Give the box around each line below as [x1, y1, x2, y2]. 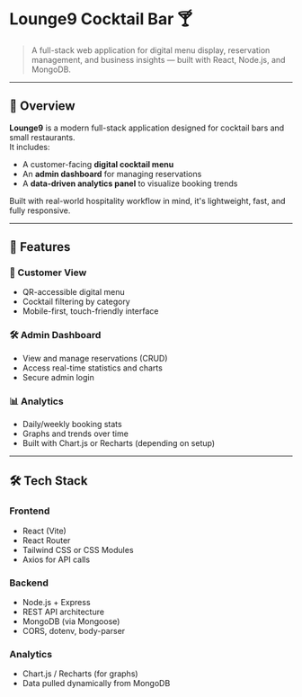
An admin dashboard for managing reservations [22, 168, 202, 179]
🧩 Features [9, 239, 71, 255]
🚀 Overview [9, 98, 75, 114]
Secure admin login [22, 371, 94, 382]
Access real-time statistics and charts [22, 362, 164, 373]
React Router [22, 534, 71, 546]
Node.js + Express [22, 597, 92, 608]
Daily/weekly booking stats [22, 419, 123, 430]
